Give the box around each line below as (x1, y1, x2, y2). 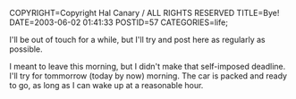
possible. (9, 44, 43, 54)
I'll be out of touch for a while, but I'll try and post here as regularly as (9, 35, 266, 45)
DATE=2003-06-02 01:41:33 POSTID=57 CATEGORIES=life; (9, 17, 228, 28)
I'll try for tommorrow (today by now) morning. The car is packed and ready (9, 70, 288, 81)
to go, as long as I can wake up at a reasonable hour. (9, 80, 204, 90)
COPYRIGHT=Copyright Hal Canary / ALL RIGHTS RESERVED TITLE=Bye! (9, 8, 280, 18)
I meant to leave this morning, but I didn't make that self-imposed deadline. (9, 62, 286, 71)
